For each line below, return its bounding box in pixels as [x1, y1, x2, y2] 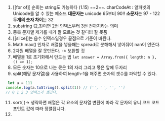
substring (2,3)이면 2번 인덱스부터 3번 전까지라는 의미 [12, 23, 118, 29]
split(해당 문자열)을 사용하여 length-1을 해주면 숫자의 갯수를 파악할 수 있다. [12, 71, 157, 76]
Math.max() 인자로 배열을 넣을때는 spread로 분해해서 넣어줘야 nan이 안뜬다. [12, 42, 161, 47]
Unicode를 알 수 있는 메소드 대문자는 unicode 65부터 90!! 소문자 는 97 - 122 [12, 10, 160, 16]
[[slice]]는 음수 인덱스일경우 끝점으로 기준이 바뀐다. [12, 35, 112, 41]
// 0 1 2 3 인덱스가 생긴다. [5, 90, 58, 95]
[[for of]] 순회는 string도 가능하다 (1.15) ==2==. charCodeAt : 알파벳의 [12, 4, 151, 10]
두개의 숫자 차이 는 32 [12, 17, 54, 22]
